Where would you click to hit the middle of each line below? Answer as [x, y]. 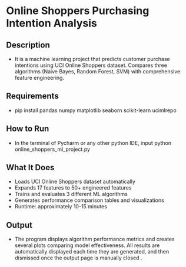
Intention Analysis [52, 23]
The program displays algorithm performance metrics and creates [94, 239]
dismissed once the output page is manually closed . [78, 258]
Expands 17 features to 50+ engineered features [73, 188]
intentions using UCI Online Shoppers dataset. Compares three [91, 65]
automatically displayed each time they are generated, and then [92, 252]
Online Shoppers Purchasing [78, 11]
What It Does [30, 168]
